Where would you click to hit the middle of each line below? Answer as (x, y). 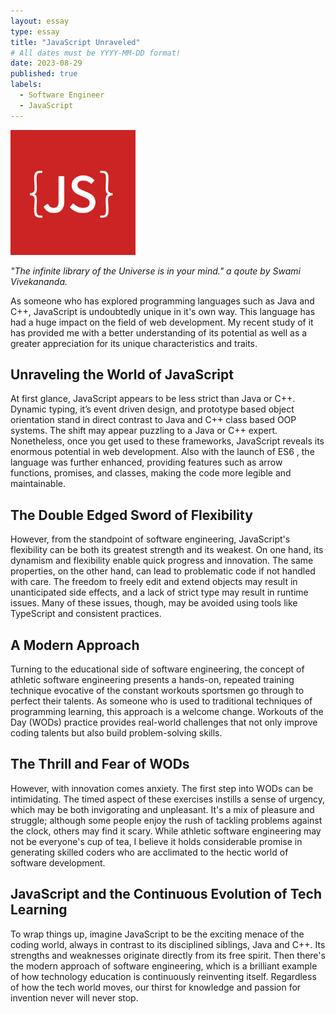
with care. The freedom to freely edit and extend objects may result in (154, 582)
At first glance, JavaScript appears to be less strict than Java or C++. (153, 399)
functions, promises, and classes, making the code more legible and (151, 473)
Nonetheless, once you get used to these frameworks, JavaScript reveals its (167, 441)
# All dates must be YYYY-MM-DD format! (96, 53)
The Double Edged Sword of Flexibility (131, 515)
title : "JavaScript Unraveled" (75, 42)
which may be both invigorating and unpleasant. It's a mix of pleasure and (162, 809)
